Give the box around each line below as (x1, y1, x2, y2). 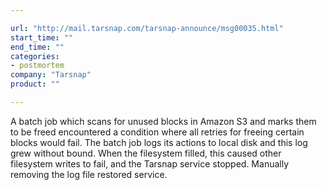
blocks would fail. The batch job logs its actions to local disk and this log (10, 136, 308, 148)
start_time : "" (10, 32, 74, 43)
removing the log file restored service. (10, 168, 168, 180)
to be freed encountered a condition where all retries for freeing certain (10, 126, 305, 138)
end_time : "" (10, 42, 65, 52)
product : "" (10, 79, 60, 90)
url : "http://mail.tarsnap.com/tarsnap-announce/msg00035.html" (10, 23, 284, 33)
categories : (10, 51, 60, 61)
